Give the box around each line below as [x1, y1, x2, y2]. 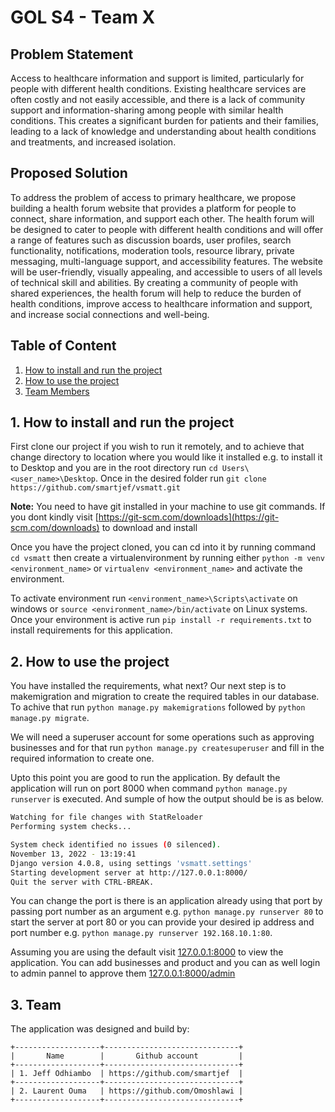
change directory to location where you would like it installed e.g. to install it [10, 451, 323, 463]
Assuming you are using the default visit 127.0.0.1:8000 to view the [10, 946, 284, 958]
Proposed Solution [10, 165, 128, 182]
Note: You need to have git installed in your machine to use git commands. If [10, 501, 326, 513]
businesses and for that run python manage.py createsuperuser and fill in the [10, 742, 325, 754]
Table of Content [10, 337, 117, 355]
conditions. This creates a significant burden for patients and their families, [10, 115, 320, 126]
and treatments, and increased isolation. [10, 136, 177, 148]
